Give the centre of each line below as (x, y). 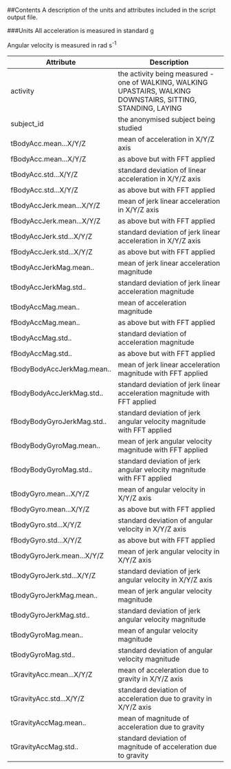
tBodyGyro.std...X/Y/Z (46, 525)
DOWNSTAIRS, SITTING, (157, 99)
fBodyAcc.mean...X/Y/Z (48, 159)
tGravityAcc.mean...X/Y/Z (52, 674)
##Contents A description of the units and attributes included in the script (111, 10)
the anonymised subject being (166, 119)
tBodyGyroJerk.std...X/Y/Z (53, 576)
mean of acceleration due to (163, 670)
